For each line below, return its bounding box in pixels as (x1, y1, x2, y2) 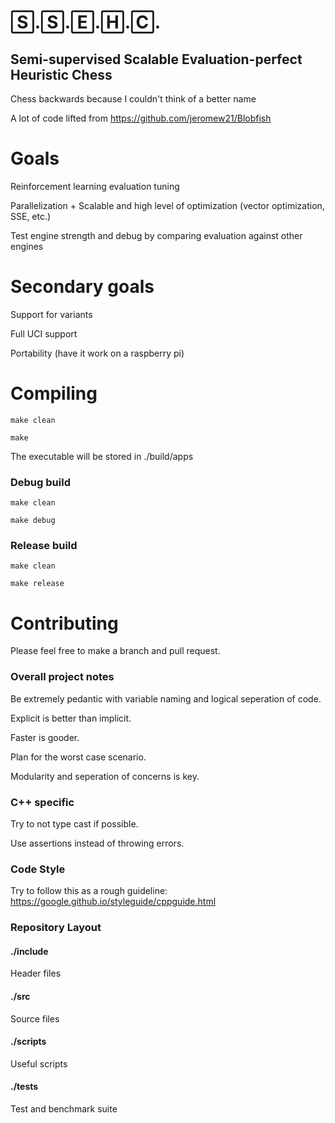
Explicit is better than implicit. (10, 712, 132, 724)
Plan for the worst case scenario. (10, 751, 147, 763)
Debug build (10, 475, 71, 489)
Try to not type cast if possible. (10, 817, 139, 830)
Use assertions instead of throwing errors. (10, 837, 185, 849)
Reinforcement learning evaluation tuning (10, 180, 180, 192)
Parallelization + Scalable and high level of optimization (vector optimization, (10, 199, 325, 211)
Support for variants (10, 308, 93, 320)
